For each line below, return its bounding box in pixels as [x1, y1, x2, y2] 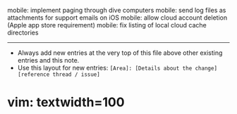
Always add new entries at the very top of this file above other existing [17, 49, 223, 57]
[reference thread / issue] [17, 71, 100, 78]
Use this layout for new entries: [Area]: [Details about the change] [17, 63, 217, 72]
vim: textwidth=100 [7, 94, 125, 110]
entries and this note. [17, 56, 80, 64]
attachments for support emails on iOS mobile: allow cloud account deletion [7, 13, 228, 22]
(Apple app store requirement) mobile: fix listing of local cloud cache [7, 21, 207, 29]
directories [7, 28, 39, 37]
